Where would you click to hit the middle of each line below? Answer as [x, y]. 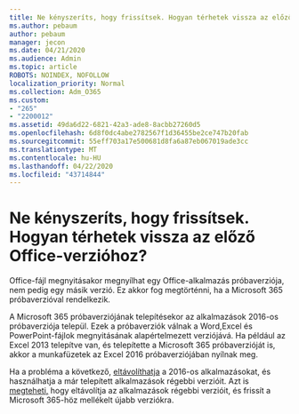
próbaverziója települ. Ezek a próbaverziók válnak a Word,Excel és [131, 326]
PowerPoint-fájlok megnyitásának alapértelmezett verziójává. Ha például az [148, 336]
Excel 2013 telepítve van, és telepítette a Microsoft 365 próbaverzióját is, [142, 345]
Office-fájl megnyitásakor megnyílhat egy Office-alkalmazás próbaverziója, [147, 281]
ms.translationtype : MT [53, 149]
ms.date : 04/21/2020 [48, 51]
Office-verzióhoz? [78, 256]
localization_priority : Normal [67, 84]
